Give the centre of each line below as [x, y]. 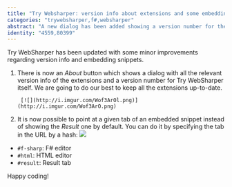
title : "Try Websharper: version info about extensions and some [103, 13]
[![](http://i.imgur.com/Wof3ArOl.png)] [79, 101]
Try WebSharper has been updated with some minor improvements [103, 52]
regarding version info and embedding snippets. [75, 60]
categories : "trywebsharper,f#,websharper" [71, 20]
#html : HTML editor [45, 155]
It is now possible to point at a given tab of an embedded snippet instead [120, 119]
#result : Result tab [44, 163]
